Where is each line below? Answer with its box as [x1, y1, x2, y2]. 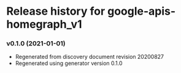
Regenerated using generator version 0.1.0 [15, 60, 123, 67]
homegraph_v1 [6, 17, 82, 31]
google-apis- [107, 4, 176, 18]
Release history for [6, 4, 106, 18]
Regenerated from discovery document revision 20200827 [15, 53, 164, 61]
